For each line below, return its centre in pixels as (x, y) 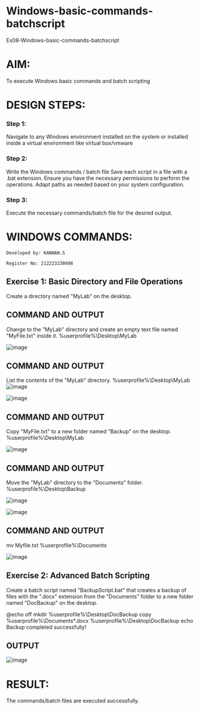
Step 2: (17, 158)
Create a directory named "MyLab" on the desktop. (69, 296)
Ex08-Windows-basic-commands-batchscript (63, 40)
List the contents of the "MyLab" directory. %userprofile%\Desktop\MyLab (98, 380)
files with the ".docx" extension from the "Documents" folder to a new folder (100, 596)
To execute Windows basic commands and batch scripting (78, 81)
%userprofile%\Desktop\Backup (46, 489)
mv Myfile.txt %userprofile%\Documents (57, 545)
